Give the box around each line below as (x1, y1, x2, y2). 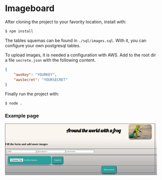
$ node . (5, 101, 23, 106)
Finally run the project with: (5, 91, 59, 97)
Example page (5, 112, 40, 119)
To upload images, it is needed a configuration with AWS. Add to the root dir (5, 52, 156, 58)
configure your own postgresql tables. (5, 42, 81, 48)
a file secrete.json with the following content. (5, 57, 96, 63)
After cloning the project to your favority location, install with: (5, 19, 127, 25)
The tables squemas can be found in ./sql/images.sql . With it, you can (5, 37, 147, 43)
